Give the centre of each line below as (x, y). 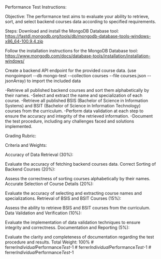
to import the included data (54, 81)
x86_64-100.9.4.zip (24, 41)
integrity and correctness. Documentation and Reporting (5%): (67, 227)
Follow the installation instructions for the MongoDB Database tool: (72, 51)
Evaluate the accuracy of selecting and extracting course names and (73, 193)
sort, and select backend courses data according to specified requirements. (80, 22)
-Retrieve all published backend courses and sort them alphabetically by (77, 90)
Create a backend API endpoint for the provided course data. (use (71, 70)
